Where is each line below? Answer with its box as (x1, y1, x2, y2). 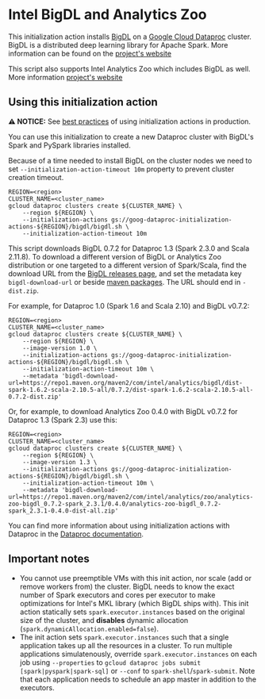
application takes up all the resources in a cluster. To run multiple (19, 640, 232, 650)
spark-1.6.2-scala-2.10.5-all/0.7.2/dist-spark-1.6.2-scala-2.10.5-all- (8, 386, 254, 394)
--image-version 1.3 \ (22, 458, 98, 466)
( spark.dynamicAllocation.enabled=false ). (19, 624, 159, 633)
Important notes (8, 552, 90, 566)
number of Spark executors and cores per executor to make (19, 590, 216, 600)
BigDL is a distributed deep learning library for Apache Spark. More (8, 40, 229, 49)
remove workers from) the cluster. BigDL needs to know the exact (19, 582, 235, 591)
